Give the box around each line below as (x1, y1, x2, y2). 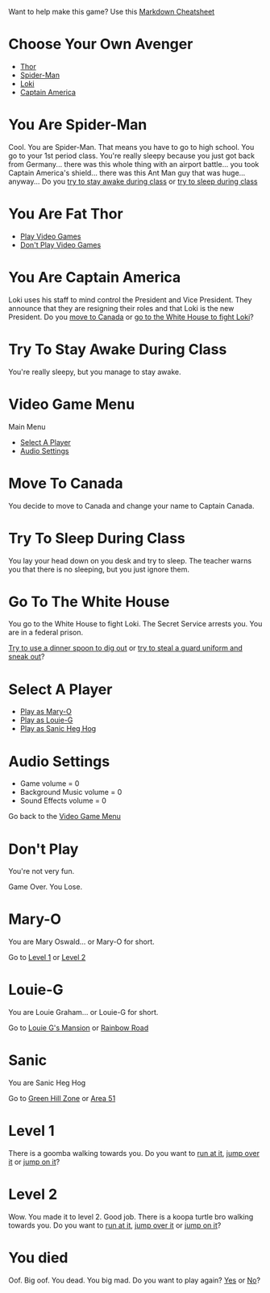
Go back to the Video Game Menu (8, 812, 121, 821)
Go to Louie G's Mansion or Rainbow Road (8, 1023, 149, 1033)
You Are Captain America (8, 268, 181, 286)
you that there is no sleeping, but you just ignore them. (8, 564, 190, 574)
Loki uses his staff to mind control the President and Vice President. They (8, 294, 252, 305)
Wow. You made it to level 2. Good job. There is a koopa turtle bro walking (8, 1212, 254, 1221)
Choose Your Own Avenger (8, 35, 193, 53)
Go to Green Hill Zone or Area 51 (8, 1094, 116, 1104)
